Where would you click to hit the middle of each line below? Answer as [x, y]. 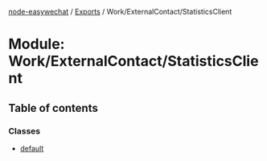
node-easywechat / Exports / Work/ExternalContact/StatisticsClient [120, 12]
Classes [25, 130]
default [32, 148]
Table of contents [53, 108]
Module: [37, 44]
